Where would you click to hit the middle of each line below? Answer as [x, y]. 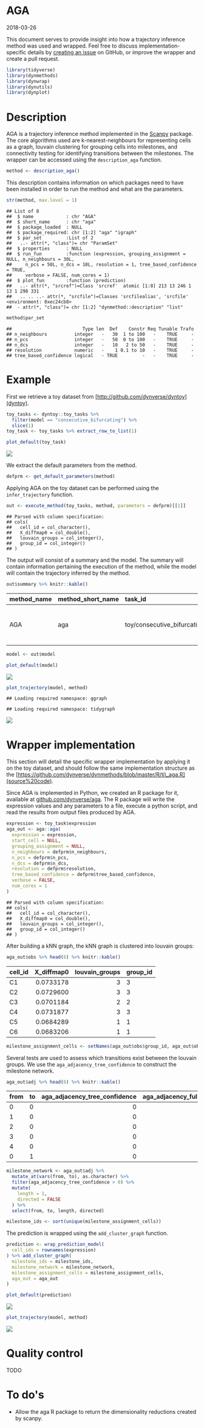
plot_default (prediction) [39, 1295]
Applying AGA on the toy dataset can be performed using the [83, 488]
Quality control [45, 1353]
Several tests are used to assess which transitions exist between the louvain [101, 1057]
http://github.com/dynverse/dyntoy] [142, 396]
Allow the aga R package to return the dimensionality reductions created [106, 1412]
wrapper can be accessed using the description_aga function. [84, 160]
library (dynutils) [29, 87]
